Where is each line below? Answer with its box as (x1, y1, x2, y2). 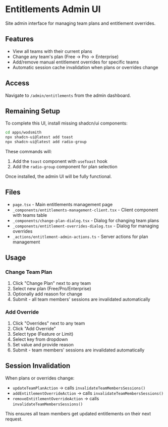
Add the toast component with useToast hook (12, 158, 107, 164)
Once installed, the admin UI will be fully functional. (5, 173, 112, 179)
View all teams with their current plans (12, 48, 92, 54)
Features (5, 35, 34, 43)
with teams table (12, 212, 47, 218)
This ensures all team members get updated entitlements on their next (5, 410, 151, 416)
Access (5, 79, 29, 88)
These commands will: (5, 149, 52, 154)
